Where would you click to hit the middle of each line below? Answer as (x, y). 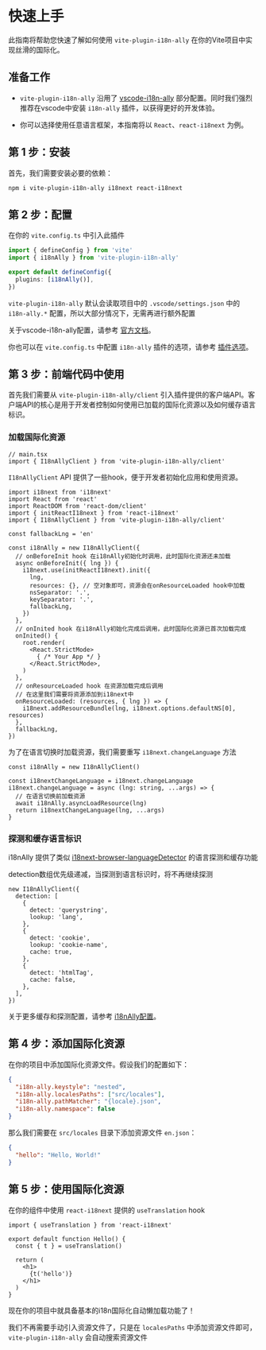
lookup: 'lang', (56, 917)
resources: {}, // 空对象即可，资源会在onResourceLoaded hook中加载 (137, 585)
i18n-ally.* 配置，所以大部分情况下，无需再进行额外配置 (102, 313)
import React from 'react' (53, 499)
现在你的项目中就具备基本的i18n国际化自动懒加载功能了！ (102, 1310)
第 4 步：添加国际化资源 (67, 1044)
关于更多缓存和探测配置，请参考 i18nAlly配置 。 (85, 1016)
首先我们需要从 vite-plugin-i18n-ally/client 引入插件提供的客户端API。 (128, 395)
